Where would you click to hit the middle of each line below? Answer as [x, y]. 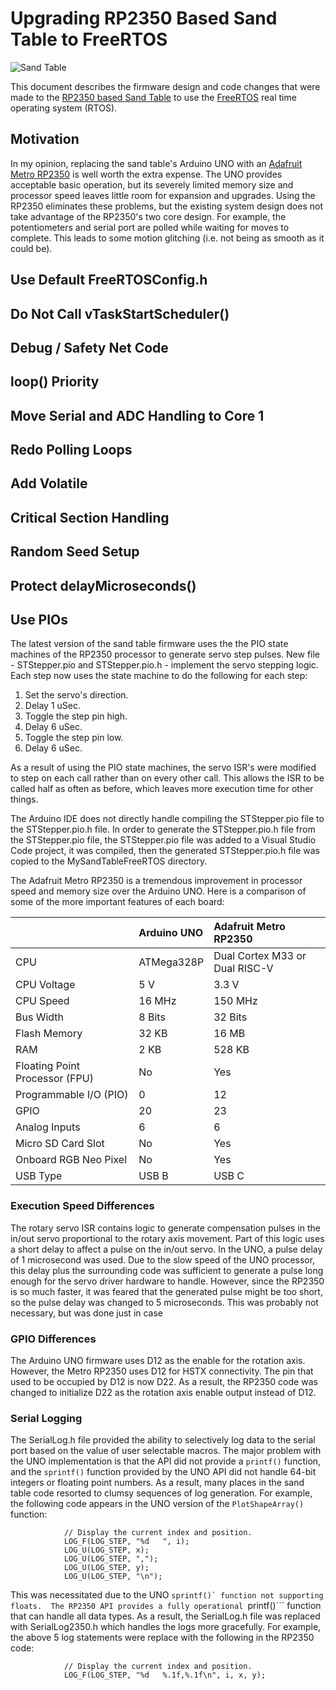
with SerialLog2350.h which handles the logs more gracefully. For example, [166, 1627]
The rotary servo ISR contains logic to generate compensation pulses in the [166, 1228]
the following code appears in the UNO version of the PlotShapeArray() [157, 1504]
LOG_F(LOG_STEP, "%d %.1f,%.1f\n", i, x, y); [165, 1675]
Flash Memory [49, 1034]
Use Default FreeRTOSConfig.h [109, 280]
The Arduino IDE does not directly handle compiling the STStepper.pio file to [167, 819]
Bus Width [40, 1017]
